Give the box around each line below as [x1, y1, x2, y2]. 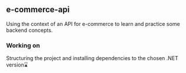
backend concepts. [6, 26, 53, 34]
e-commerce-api [6, 5, 70, 15]
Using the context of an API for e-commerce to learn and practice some [6, 20, 181, 27]
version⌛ [6, 61, 28, 68]
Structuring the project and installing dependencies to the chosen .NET [6, 55, 178, 62]
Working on [6, 41, 40, 49]
